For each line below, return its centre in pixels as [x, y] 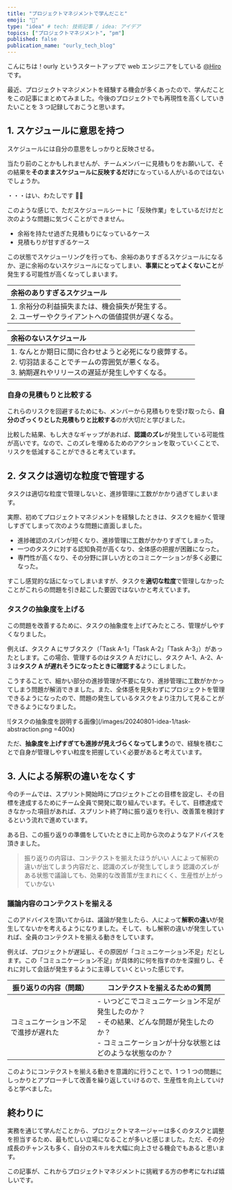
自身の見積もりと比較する [50, 395]
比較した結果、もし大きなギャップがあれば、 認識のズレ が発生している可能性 [116, 435]
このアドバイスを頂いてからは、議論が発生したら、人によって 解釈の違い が [113, 920]
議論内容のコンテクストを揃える [60, 903]
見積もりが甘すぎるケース [54, 242]
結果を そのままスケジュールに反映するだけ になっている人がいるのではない [118, 172]
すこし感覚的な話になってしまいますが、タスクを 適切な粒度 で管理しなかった [116, 581]
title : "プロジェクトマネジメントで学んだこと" [67, 13]
